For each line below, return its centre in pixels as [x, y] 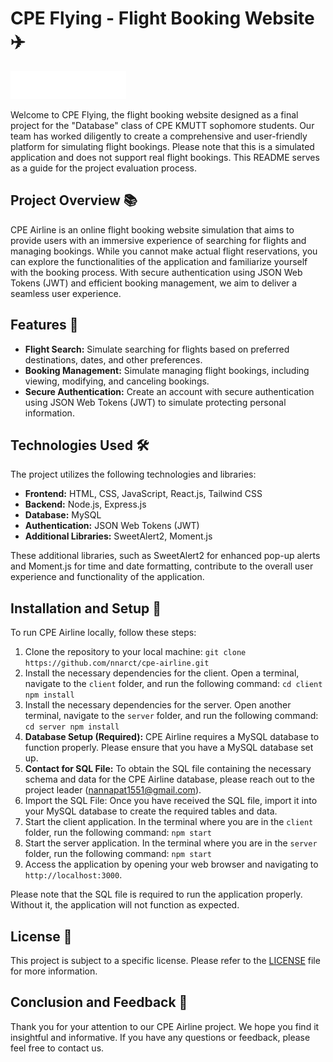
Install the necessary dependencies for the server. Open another [158, 705]
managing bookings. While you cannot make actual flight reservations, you [164, 251]
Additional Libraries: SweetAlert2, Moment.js [118, 536]
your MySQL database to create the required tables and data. [151, 811]
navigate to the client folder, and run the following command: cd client [173, 684]
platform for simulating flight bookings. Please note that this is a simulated [162, 146]
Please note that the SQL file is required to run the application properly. [156, 894]
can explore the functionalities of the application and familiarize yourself [159, 261]
